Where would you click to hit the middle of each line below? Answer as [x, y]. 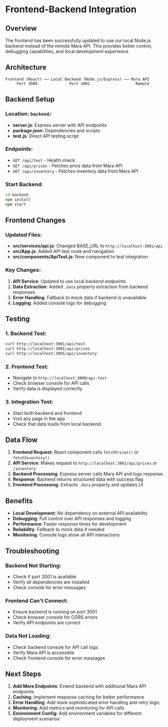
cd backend [17, 195]
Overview [21, 28]
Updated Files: [24, 235]
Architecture [26, 67]
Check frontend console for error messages [59, 658]
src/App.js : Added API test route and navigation [63, 251]
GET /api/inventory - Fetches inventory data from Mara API [76, 171]
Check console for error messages [49, 587]
